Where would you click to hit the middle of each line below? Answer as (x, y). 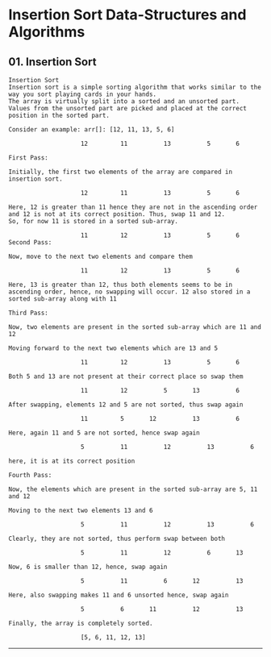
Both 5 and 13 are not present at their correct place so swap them (126, 376)
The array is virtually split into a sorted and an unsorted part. (124, 102)
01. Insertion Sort (52, 62)
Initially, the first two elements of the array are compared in (120, 172)
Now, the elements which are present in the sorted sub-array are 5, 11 (133, 489)
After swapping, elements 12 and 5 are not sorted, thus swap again (126, 405)
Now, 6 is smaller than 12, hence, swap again (88, 567)
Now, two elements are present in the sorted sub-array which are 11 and (135, 327)
